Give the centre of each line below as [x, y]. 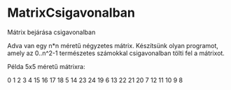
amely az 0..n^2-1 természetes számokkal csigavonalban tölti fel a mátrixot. [116, 53]
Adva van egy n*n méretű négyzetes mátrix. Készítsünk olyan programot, [113, 45]
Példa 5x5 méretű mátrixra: [46, 66]
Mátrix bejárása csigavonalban [51, 32]
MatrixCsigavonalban [71, 13]
